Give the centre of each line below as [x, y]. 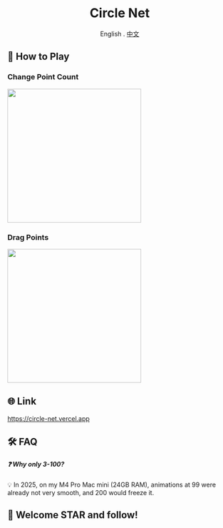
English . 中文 [120, 34]
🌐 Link [22, 401]
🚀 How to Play [38, 57]
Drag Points [28, 237]
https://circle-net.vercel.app [49, 418]
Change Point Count [43, 77]
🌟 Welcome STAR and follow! [73, 515]
